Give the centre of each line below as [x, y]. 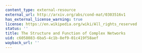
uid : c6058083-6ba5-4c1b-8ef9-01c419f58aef [52, 38]
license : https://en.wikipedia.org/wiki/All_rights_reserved [71, 24]
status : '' [17, 29]
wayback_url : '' [22, 43]
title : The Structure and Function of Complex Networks [65, 33]
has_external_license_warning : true [44, 19]
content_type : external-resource [41, 10]
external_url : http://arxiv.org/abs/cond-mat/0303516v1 [65, 15]
